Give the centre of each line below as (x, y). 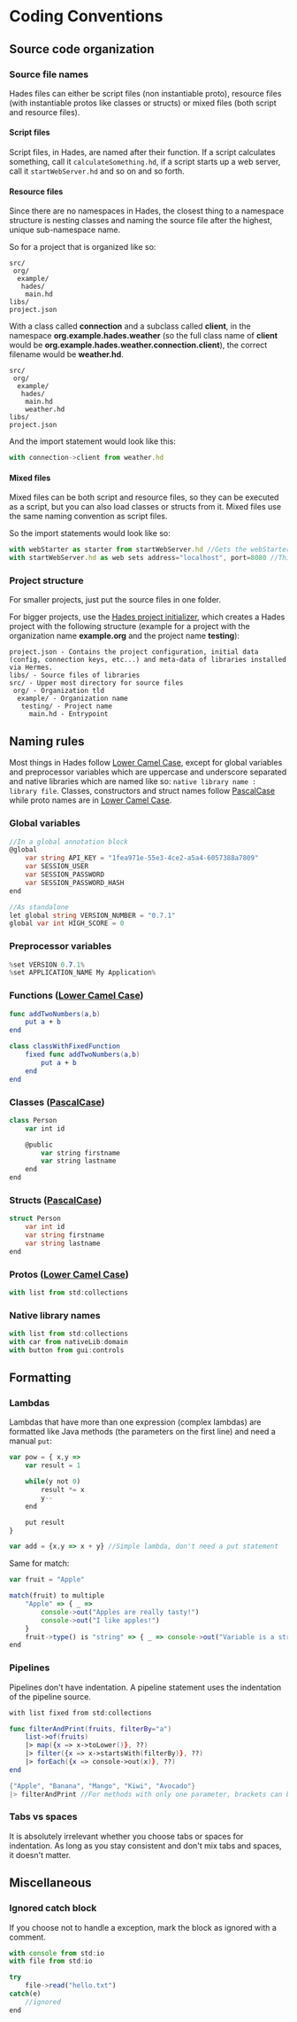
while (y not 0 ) (53, 1482)
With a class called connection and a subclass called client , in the (130, 326)
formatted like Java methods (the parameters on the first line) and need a (142, 1432)
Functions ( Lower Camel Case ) (76, 996)
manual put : (31, 1441)
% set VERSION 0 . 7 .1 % (47, 964)
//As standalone (39, 907)
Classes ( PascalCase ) (57, 1102)
